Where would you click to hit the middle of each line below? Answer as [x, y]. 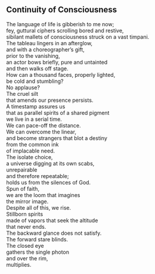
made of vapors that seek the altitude [52, 220]
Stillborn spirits [25, 214]
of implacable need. [31, 151]
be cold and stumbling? [35, 81]
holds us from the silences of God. [49, 182]
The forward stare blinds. [37, 239]
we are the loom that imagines [43, 195]
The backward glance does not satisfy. [54, 233]
